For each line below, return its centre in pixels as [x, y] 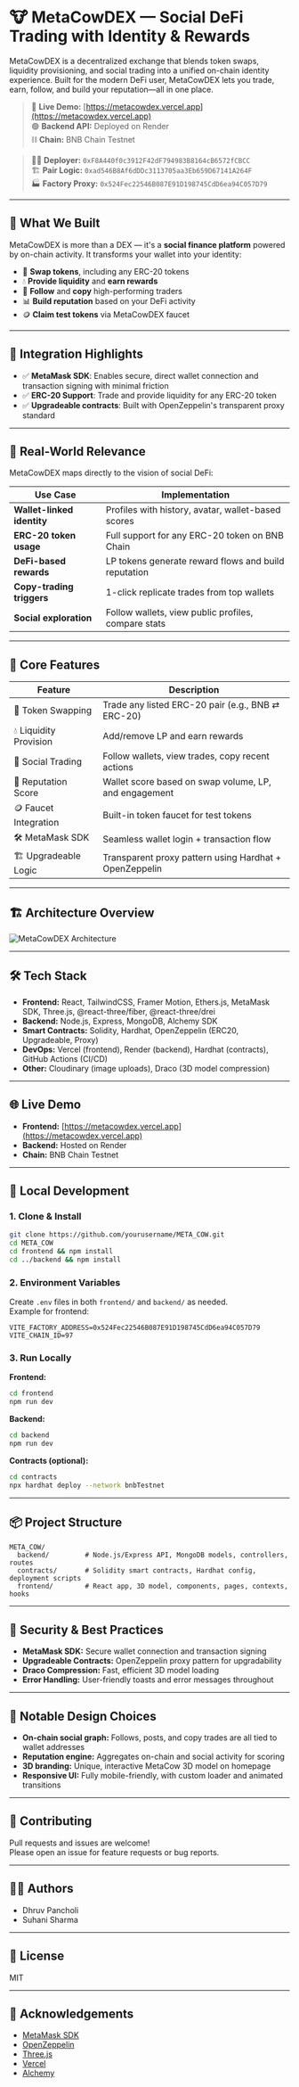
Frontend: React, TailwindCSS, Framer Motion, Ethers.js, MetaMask [145, 1002]
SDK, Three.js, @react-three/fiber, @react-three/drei [119, 1011]
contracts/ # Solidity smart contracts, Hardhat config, [137, 1571]
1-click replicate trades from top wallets [190, 593]
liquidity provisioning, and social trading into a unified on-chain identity [139, 70]
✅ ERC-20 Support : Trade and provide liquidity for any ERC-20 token [149, 395]
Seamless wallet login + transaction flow [186, 839]
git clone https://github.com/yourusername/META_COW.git [117, 1235]
